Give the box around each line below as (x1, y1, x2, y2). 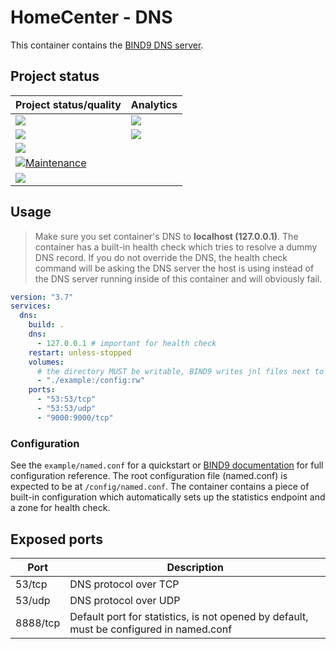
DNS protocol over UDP (69, 593, 181, 607)
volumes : (28, 357, 65, 367)
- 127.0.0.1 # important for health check (36, 338, 217, 348)
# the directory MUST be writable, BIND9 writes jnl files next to (36, 366, 325, 376)
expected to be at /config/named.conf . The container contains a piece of (10, 481, 310, 493)
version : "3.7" (10, 292, 74, 302)
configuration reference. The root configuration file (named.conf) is (10, 470, 288, 482)
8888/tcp (15, 616, 61, 630)
